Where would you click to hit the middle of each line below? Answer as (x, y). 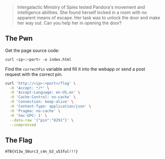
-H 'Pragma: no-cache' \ (35, 111)
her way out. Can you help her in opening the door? (69, 23)
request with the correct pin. (34, 74)
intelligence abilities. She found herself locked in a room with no (82, 12)
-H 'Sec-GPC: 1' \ (29, 115)
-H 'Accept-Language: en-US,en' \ (45, 93)
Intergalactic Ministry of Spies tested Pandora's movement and (81, 7)
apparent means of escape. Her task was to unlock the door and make (89, 18)
